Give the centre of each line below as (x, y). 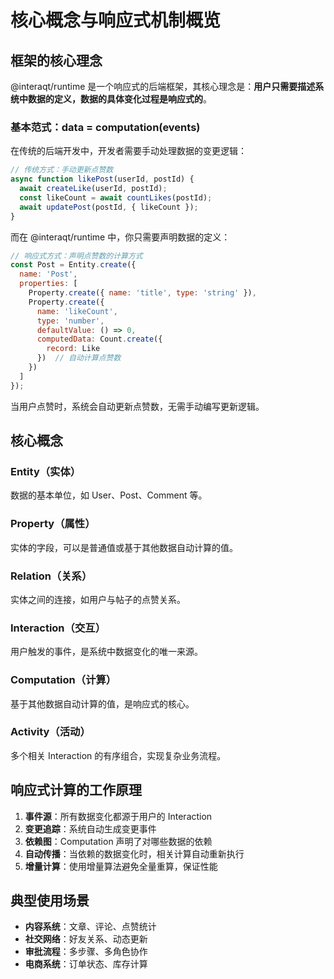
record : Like (73, 349)
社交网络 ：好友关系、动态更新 (86, 939)
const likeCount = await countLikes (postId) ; (116, 197)
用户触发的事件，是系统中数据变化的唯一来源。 (106, 652)
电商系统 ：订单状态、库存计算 (86, 964)
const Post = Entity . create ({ (73, 265)
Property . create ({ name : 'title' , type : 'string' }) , (142, 293)
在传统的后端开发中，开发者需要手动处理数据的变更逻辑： (128, 151)
